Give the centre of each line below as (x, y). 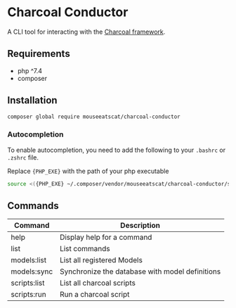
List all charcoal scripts (97, 283)
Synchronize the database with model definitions (140, 271)
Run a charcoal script (94, 295)
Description (140, 226)
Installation (32, 100)
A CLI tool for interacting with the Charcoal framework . (86, 32)
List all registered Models (101, 260)
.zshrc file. (23, 157)
